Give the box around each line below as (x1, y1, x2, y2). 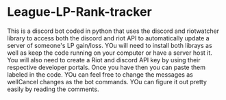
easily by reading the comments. (7, 85, 99, 93)
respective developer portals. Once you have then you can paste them (7, 63, 205, 71)
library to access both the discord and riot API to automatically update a (7, 34, 210, 42)
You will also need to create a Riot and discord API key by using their (7, 55, 201, 64)
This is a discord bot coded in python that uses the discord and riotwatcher (7, 27, 220, 35)
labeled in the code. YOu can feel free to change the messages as (7, 70, 193, 79)
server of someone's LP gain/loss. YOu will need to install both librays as (7, 41, 212, 49)
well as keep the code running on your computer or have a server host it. (7, 49, 212, 57)
